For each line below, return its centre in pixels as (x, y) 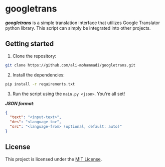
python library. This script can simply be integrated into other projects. (78, 28)
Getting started (30, 44)
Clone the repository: (34, 56)
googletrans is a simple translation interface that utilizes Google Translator (83, 23)
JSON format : (20, 103)
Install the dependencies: (39, 75)
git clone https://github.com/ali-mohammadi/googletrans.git (70, 65)
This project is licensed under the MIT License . (54, 159)
